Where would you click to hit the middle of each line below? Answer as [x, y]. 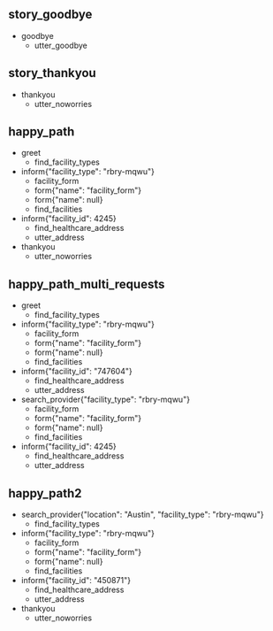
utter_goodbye [61, 45]
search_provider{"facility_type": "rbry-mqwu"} [106, 400]
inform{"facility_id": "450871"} [76, 581]
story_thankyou [52, 73]
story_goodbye [50, 15]
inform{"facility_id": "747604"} [77, 372]
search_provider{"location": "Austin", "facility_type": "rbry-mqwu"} [142, 515]
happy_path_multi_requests [87, 284]
